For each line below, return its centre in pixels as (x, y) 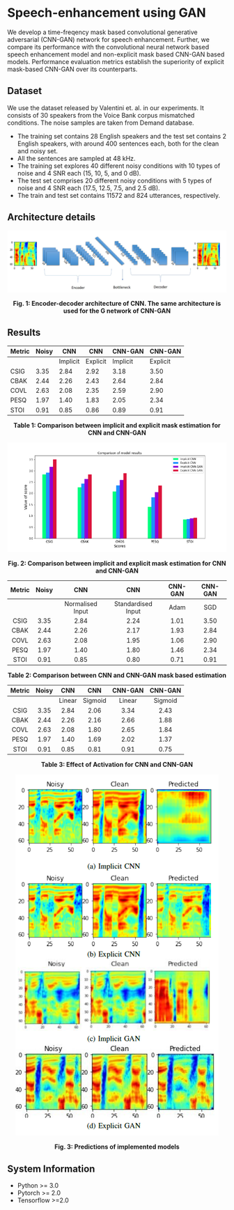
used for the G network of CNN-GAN (117, 311)
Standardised (133, 603)
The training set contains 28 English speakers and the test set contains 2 (122, 136)
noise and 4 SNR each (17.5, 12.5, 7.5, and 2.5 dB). (88, 188)
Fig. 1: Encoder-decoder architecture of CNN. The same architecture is (117, 303)
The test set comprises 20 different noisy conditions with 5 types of (115, 180)
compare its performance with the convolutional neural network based (108, 47)
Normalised (81, 603)
